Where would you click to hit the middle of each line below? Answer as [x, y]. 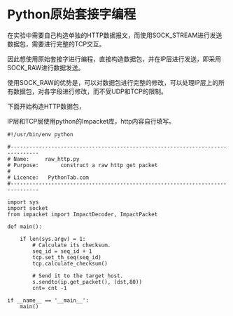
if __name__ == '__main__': [48, 300]
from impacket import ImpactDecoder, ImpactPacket [83, 214]
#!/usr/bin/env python [40, 134]
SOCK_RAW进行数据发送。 [46, 67]
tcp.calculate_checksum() [70, 263]
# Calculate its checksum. [72, 245]
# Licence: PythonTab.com [48, 177]
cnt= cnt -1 [50, 288]
